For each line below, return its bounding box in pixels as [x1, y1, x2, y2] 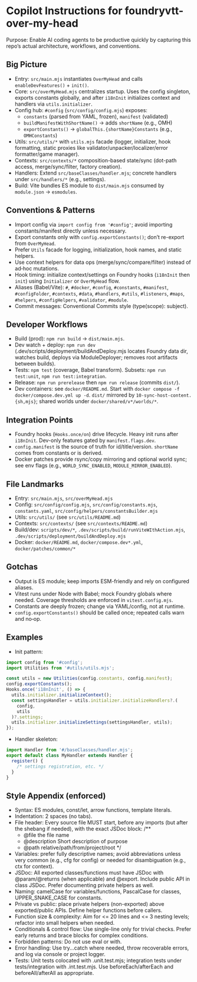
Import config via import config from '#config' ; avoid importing [14, 221, 173, 228]
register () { [11, 758, 44, 764]
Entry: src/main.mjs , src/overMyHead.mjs [14, 495, 113, 502]
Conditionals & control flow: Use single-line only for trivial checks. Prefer [14, 925, 192, 933]
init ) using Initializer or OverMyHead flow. [14, 277, 120, 284]
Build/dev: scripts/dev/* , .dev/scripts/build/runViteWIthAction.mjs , [14, 526, 186, 533]
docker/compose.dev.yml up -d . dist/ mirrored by [14, 391, 135, 399]
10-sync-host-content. [136, 392, 192, 399]
